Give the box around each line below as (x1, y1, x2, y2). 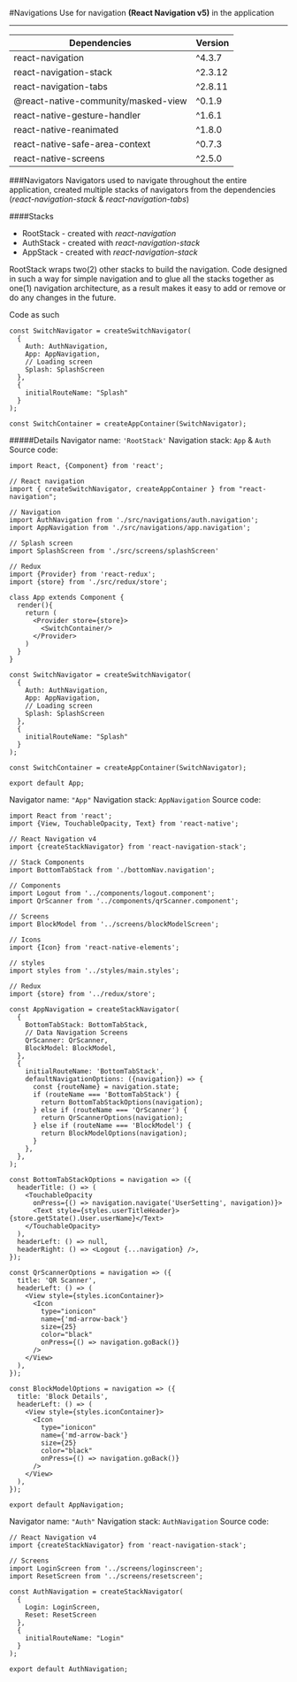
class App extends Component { (9, 593, 125, 602)
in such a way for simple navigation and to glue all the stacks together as (9, 273, 275, 284)
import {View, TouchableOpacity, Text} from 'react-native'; (9, 819, 240, 828)
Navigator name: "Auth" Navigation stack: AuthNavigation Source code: (9, 1517, 270, 1526)
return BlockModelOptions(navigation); (41, 1129, 188, 1138)
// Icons (9, 935, 42, 944)
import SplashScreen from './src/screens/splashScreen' (9, 547, 219, 556)
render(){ (17, 601, 53, 610)
